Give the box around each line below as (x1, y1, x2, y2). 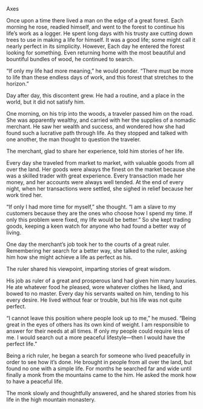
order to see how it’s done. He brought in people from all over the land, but (6, 359, 193, 365)
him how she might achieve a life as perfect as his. (6, 254, 133, 261)
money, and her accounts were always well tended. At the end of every (6, 179, 184, 185)
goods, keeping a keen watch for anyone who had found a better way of (6, 222, 187, 230)
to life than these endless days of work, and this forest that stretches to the (6, 74, 194, 81)
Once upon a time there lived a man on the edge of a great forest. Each (6, 17, 184, 24)
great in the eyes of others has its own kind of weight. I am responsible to (6, 321, 190, 328)
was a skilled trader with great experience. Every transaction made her (6, 172, 183, 179)
